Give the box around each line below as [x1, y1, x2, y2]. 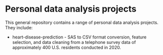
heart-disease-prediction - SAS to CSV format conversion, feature [12, 34, 147, 40]
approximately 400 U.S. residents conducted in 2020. [12, 44, 121, 50]
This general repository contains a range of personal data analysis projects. [5, 19, 159, 25]
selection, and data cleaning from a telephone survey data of [12, 39, 136, 45]
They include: [5, 24, 33, 30]
